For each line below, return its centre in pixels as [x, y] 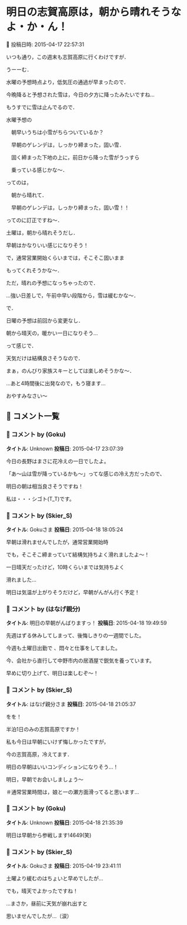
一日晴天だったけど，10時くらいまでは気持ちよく [65, 567]
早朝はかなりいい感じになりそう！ [47, 245]
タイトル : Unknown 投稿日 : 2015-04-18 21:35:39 [65, 822]
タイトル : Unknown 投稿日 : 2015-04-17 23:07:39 [65, 448]
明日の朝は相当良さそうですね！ [45, 486]
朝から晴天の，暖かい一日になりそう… [52, 333]
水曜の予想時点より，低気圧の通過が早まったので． [68, 82]
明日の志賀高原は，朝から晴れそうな [94, 12]
